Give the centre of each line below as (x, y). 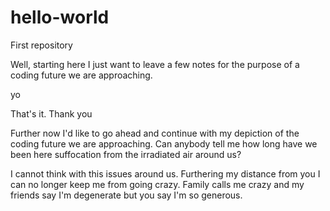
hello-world (60, 17)
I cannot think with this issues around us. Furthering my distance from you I (165, 173)
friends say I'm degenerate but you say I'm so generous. (126, 195)
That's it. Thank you (51, 113)
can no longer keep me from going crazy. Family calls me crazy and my (157, 184)
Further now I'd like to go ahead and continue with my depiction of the (155, 133)
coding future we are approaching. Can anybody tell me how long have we (164, 143)
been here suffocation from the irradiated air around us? (126, 154)
